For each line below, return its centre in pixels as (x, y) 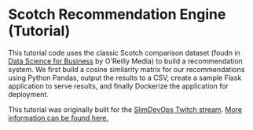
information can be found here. (58, 117)
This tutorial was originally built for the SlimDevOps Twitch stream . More (125, 109)
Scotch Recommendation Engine (117, 14)
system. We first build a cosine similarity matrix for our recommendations (126, 69)
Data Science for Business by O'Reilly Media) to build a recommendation (126, 61)
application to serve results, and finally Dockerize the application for (119, 86)
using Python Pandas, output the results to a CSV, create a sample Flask (125, 78)
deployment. (28, 94)
